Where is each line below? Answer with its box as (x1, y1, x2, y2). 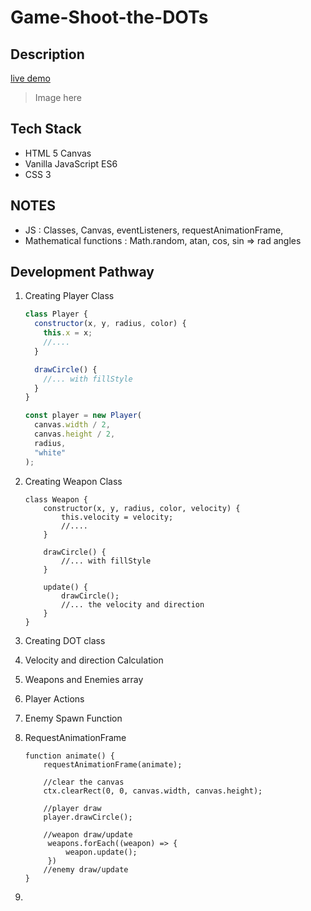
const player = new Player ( (24, 411, 142, 421)
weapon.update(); (65, 847, 138, 857)
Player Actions (24, 692, 85, 705)
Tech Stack (10, 121, 82, 138)
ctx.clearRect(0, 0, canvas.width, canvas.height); (43, 786, 263, 796)
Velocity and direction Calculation (24, 654, 164, 666)
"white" (34, 447, 67, 458)
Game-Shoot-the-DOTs (10, 6, 209, 29)
